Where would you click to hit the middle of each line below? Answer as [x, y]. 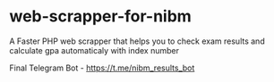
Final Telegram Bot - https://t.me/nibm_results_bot [102, 68]
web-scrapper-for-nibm [101, 16]
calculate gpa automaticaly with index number [94, 50]
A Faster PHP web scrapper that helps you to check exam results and [137, 41]
